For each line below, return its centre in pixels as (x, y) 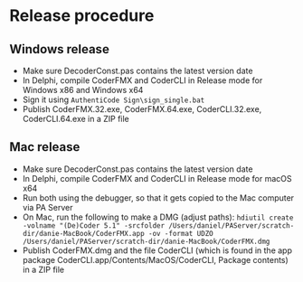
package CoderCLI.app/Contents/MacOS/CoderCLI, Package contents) (156, 259)
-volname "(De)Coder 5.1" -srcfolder (94, 226)
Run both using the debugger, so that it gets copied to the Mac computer (158, 197)
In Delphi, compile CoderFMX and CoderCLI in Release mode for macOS (157, 178)
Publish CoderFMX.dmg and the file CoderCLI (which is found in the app (157, 250)
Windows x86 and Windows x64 (83, 90)
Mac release (45, 147)
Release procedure (82, 16)
